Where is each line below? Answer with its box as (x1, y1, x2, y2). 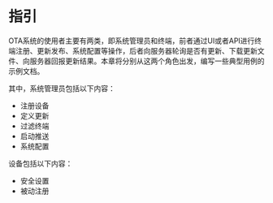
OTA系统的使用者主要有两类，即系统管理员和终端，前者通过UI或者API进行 (8, 36, 255, 45)
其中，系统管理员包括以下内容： (8, 83, 115, 93)
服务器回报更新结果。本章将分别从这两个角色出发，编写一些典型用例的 (29, 56, 265, 66)
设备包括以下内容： (8, 158, 73, 168)
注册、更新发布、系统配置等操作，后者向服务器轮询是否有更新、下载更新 (15, 45, 258, 55)
